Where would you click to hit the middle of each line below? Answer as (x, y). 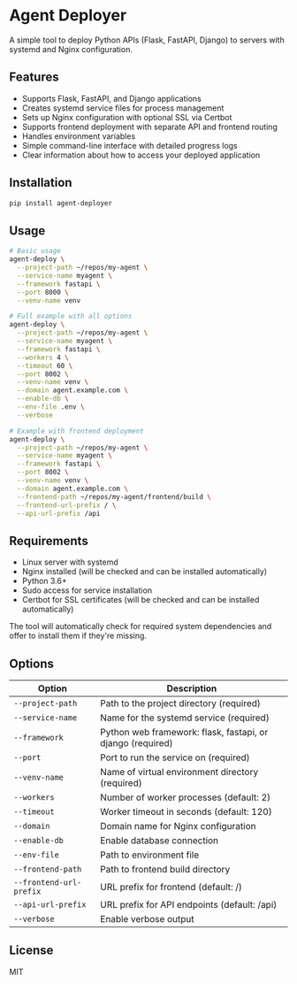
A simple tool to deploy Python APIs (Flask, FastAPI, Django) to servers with (147, 40)
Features (34, 77)
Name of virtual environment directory (179, 772)
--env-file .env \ (51, 407)
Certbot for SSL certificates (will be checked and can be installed (141, 600)
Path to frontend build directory (165, 869)
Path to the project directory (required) (180, 703)
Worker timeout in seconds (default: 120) (186, 812)
